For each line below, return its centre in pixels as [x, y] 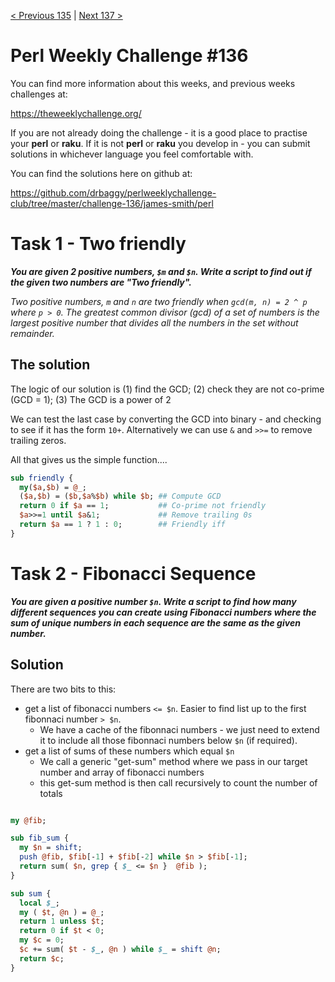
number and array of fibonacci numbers [122, 772]
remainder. [32, 333]
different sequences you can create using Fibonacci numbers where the [163, 612]
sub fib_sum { [40, 838]
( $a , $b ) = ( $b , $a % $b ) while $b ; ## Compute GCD [120, 496]
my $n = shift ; [51, 848]
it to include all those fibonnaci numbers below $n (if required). [168, 740]
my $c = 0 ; [42, 940]
